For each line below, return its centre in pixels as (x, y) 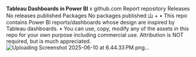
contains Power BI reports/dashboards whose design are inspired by (91, 22)
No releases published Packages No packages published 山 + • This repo (97, 15)
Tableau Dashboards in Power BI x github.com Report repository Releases (98, 9)
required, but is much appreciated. (49, 41)
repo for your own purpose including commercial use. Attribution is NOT (95, 35)
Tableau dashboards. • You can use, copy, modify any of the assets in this (98, 28)
